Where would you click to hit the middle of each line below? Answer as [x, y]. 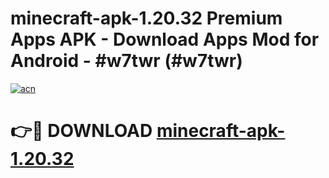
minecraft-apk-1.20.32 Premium [146, 18]
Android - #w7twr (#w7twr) [126, 61]
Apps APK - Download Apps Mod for [165, 39]
